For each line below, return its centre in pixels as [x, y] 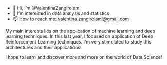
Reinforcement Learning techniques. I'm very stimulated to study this [78, 42]
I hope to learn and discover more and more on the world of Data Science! [84, 57]
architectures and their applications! [43, 47]
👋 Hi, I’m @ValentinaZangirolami [47, 8]
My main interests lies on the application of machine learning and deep [80, 31]
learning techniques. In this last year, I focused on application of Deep [79, 36]
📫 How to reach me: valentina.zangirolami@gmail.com [71, 19]
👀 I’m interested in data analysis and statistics [61, 13]
